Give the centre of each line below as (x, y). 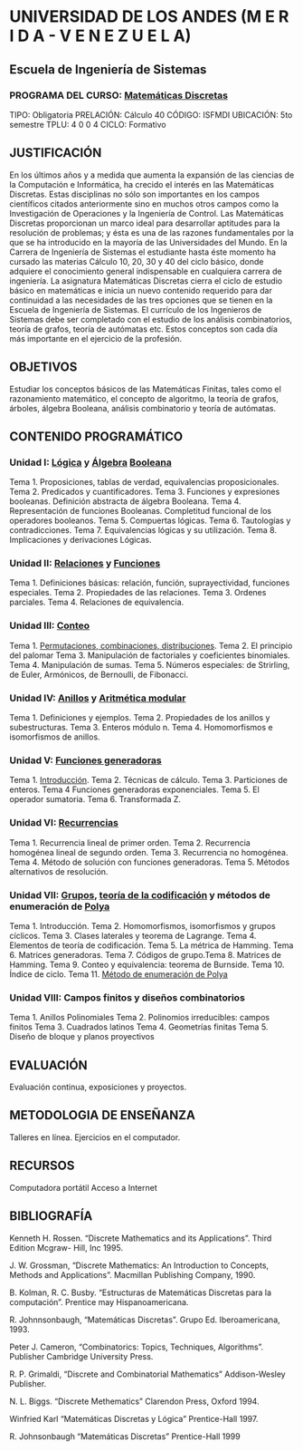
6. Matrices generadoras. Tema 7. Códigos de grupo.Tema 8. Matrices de (146, 954)
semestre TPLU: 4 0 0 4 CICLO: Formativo (88, 124)
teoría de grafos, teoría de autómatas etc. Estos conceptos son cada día (144, 329)
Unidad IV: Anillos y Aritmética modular (98, 698)
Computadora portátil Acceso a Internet (84, 1187)
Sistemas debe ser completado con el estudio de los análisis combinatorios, (151, 319)
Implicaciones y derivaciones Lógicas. (80, 540)
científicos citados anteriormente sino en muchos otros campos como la (144, 203)
